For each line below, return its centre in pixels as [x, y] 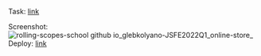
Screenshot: [28, 26]
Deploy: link [27, 43]
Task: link [24, 11]
